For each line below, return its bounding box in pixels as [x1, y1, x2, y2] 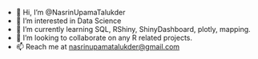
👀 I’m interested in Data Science [15, 16, 122, 26]
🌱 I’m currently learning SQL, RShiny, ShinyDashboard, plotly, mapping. [15, 25, 251, 33]
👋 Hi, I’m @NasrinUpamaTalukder [15, 8, 126, 17]
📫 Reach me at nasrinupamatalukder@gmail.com [15, 42, 180, 51]
